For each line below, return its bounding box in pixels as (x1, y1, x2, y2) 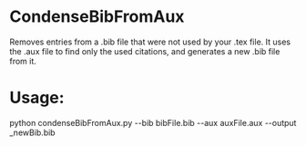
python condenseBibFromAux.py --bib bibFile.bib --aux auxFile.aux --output (9, 117, 297, 128)
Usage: (9, 88, 66, 108)
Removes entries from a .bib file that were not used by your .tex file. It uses (9, 36, 291, 47)
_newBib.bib (9, 127, 56, 138)
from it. (9, 55, 36, 66)
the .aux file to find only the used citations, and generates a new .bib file (9, 45, 280, 56)
